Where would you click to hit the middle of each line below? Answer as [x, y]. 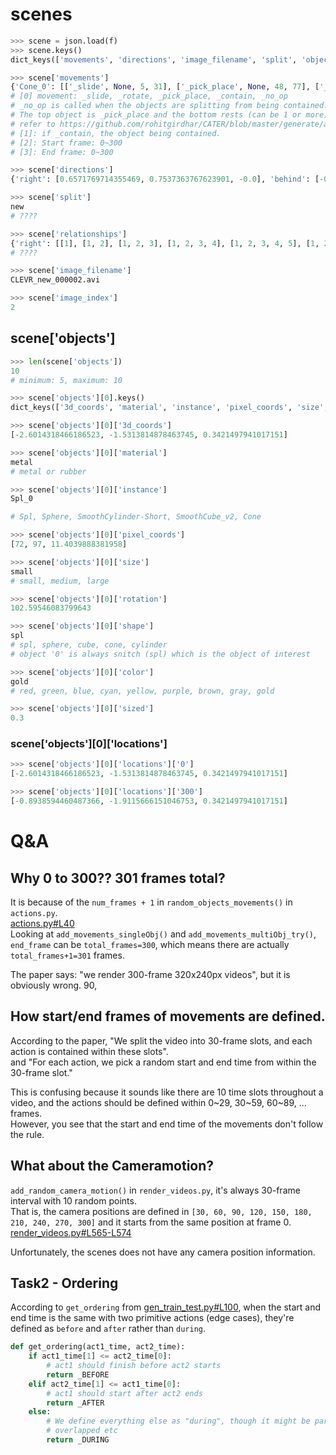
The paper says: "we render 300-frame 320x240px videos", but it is [150, 974]
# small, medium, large [60, 581]
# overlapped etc [82, 1431]
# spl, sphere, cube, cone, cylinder [89, 645]
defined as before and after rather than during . [108, 1329]
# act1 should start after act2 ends [124, 1393]
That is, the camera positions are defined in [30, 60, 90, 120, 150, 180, [161, 1211]
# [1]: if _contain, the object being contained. [116, 133]
